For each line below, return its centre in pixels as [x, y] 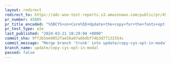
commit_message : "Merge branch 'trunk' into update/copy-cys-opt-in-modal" [87, 43]
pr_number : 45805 [23, 19]
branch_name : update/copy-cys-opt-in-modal [52, 48]
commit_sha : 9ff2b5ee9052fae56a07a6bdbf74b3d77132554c [64, 39]
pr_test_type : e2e [24, 29]
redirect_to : [19, 15]
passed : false [20, 52]
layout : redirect [23, 10]
